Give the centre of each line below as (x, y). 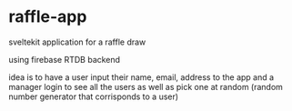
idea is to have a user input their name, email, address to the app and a (141, 77)
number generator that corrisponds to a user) (94, 96)
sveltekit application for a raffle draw (77, 42)
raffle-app (48, 17)
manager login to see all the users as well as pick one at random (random (146, 86)
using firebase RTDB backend (64, 59)
